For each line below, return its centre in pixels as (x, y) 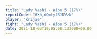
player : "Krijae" (24, 19)
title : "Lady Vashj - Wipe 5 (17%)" (44, 10)
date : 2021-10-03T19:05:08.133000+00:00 (49, 29)
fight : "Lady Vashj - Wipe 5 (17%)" (44, 24)
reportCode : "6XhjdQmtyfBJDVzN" (39, 15)
